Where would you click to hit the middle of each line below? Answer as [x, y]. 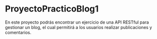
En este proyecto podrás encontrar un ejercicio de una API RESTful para [77, 22]
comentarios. [18, 32]
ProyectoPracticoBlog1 [52, 9]
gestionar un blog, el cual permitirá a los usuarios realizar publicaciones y [78, 27]
